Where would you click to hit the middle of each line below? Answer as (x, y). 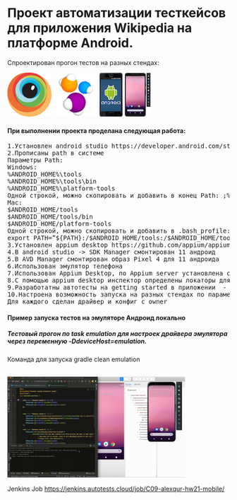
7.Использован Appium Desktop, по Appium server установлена (115, 273)
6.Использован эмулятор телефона (65, 266)
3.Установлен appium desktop (57, 245)
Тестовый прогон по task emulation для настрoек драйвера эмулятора (117, 334)
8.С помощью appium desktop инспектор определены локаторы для (119, 280)
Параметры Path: (35, 160)
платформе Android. (71, 43)
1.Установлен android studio (57, 146)
